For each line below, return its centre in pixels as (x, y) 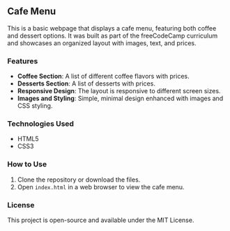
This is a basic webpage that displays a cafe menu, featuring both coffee (112, 28)
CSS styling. (35, 106)
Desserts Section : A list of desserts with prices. (86, 83)
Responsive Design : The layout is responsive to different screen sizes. (119, 91)
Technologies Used (41, 124)
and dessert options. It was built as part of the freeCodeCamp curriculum (113, 35)
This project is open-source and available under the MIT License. (101, 220)
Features (23, 61)
